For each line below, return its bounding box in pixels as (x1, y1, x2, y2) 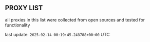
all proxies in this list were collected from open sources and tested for (5, 17, 145, 22)
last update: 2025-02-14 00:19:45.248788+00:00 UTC (5, 31, 110, 37)
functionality (5, 22, 30, 28)
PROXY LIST (5, 4, 43, 12)
